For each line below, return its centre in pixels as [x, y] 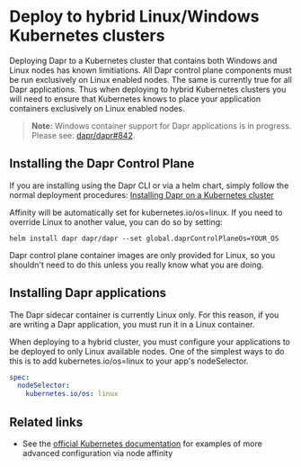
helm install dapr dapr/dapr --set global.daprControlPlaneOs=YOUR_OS [144, 238]
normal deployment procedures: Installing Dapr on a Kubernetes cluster [142, 194]
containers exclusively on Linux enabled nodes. [97, 108]
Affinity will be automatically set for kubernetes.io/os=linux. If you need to [146, 212]
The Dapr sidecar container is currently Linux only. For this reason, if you [144, 314]
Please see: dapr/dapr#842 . [83, 135]
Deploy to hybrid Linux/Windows [134, 17]
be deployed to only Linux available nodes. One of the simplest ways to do [147, 351]
